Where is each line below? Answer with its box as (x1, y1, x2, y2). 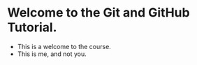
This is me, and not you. (17, 50, 87, 58)
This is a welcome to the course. (17, 42, 112, 50)
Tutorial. (7, 19, 57, 35)
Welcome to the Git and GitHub (7, 5, 190, 21)
